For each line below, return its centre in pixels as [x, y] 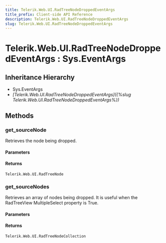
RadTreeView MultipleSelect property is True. [52, 203]
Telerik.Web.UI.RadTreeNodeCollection [45, 236]
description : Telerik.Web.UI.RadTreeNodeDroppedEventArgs [67, 19]
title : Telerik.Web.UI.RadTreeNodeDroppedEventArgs [60, 10]
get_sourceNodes [27, 187]
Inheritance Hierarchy [40, 77]
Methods [19, 116]
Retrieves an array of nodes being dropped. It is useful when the [71, 198]
